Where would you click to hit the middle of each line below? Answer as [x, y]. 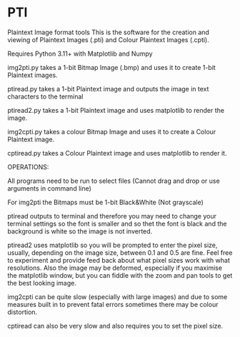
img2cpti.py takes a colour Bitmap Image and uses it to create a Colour [112, 131]
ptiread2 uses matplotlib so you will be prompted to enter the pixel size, [112, 245]
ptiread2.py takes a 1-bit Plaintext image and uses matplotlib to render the [116, 110]
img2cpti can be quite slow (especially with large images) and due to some [117, 296]
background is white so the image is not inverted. [80, 231]
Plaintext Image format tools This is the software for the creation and [108, 32]
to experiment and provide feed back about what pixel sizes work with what [119, 260]
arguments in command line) [49, 188]
